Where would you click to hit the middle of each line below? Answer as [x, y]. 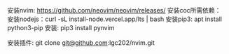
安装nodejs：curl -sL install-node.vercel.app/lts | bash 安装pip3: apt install [115, 19]
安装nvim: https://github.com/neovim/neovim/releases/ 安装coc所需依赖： [114, 10]
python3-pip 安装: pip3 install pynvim [61, 28]
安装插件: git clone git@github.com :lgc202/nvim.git [81, 43]
